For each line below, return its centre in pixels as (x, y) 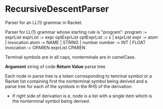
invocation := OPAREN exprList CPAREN (45, 47)
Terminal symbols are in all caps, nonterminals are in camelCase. (70, 57)
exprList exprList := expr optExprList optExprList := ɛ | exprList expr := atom (81, 37)
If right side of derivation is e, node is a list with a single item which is (82, 96)
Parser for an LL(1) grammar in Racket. (44, 22)
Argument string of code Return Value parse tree (55, 66)
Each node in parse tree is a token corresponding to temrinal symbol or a (79, 76)
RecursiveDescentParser (57, 9)
